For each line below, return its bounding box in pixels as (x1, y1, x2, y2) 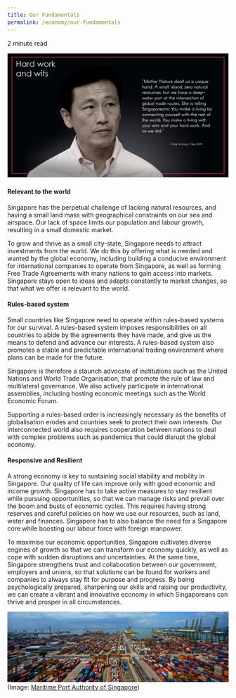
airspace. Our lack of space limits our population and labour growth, (7, 218, 204, 227)
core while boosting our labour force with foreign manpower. (7, 524, 183, 533)
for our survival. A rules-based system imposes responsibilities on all (7, 323, 207, 331)
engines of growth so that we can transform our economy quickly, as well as (7, 545, 228, 554)
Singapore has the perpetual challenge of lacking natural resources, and (7, 203, 216, 211)
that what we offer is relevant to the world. (7, 284, 130, 292)
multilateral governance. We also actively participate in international (7, 381, 204, 390)
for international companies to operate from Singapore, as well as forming (7, 261, 221, 270)
